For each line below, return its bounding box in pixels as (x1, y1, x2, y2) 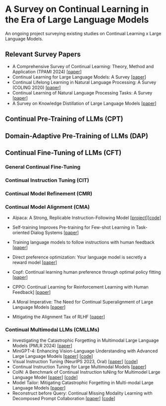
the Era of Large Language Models (5, 14, 149, 25)
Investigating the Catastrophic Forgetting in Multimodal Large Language (12, 337, 159, 343)
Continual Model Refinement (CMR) (5, 190, 93, 197)
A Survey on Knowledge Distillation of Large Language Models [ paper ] (12, 100, 157, 106)
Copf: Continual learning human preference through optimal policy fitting (12, 269, 161, 275)
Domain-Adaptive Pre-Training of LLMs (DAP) (5, 132, 149, 140)
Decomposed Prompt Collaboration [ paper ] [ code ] (12, 396, 115, 402)
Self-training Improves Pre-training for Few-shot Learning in (12, 224, 135, 230)
